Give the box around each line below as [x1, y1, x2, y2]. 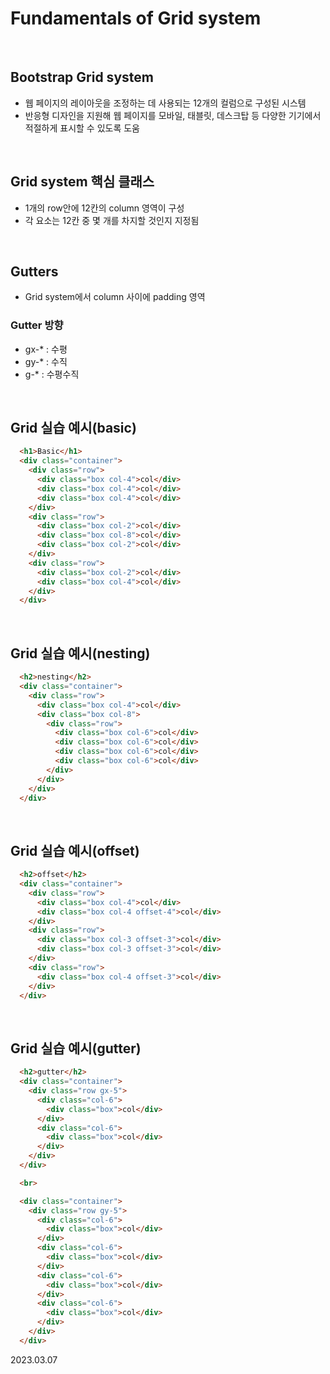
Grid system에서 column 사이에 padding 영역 [24, 291, 206, 303]
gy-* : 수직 [24, 355, 68, 367]
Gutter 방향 [10, 318, 64, 332]
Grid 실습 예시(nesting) [10, 645, 151, 662]
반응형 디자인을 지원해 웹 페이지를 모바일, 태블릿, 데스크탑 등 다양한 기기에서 [24, 109, 322, 121]
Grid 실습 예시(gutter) [10, 1040, 142, 1057]
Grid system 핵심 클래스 [10, 173, 155, 191]
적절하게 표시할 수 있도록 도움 [24, 122, 140, 134]
